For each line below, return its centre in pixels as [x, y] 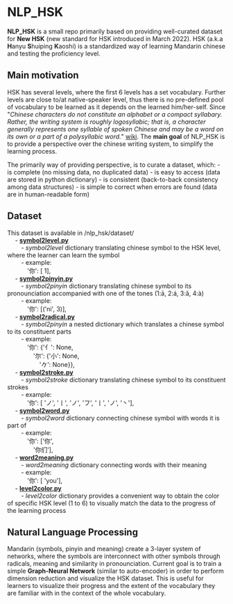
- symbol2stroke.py [44, 372]
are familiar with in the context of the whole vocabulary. [87, 593]
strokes [18, 387]
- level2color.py [38, 488]
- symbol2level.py [42, 240]
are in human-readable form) [49, 194]
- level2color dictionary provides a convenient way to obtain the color [120, 496]
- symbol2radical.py [45, 316]
